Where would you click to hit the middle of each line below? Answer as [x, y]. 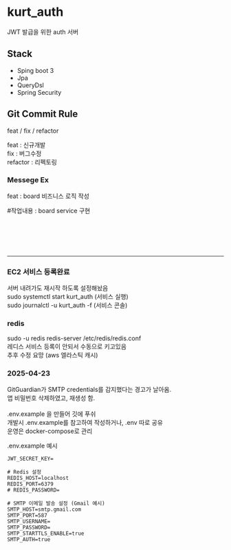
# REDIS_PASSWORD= [33, 490]
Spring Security [39, 92]
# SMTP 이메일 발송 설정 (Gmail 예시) [56, 503]
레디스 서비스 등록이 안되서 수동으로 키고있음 [67, 346]
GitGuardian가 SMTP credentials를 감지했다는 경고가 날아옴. [89, 389]
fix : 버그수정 [24, 153]
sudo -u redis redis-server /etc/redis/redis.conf [74, 338]
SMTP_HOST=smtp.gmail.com [44, 509]
